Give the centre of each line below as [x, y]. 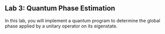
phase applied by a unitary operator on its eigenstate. [61, 26]
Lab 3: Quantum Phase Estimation [60, 8]
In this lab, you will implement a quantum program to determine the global [82, 20]
